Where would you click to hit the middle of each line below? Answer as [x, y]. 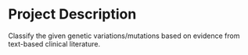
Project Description [72, 14]
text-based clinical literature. [54, 43]
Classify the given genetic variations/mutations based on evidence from [124, 36]
